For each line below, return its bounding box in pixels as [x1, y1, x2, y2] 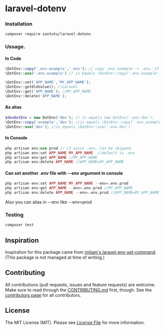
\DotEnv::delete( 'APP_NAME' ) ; [5, 93, 67, 98]
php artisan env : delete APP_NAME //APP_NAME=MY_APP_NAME [5, 159, 124, 165]
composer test [5, 222, 34, 228]
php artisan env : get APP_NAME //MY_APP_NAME [5, 155, 98, 160]
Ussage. [5, 43, 26, 50]
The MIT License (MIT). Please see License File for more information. [5, 319, 145, 325]
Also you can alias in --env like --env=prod [5, 199, 92, 205]
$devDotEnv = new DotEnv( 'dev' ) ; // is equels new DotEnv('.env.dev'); [5, 115, 155, 120]
